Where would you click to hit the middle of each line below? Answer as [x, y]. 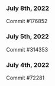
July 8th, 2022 [27, 8]
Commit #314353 [27, 49]
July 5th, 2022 [27, 37]
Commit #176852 [27, 21]
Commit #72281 [25, 78]
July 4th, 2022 [28, 65]
